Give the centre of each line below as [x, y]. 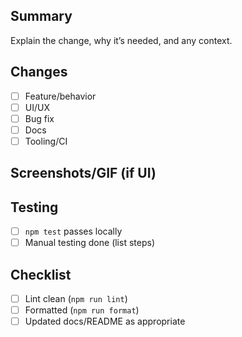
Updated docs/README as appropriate [105, 321]
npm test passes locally [73, 231]
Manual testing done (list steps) [89, 243]
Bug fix [39, 118]
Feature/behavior [60, 96]
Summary [41, 16]
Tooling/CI [46, 141]
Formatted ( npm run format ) [82, 310]
